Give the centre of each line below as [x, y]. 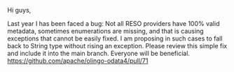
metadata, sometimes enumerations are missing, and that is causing [106, 31]
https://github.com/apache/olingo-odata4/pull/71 [78, 61]
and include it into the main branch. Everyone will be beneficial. [99, 53]
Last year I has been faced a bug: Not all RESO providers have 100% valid [113, 23]
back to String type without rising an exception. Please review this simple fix [117, 46]
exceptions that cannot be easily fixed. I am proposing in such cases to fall [115, 38]
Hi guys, [19, 10]
